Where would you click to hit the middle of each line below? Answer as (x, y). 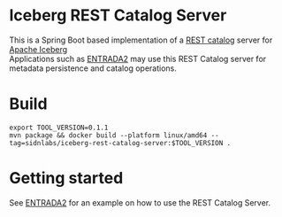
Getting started (66, 178)
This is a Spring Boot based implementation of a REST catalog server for (141, 40)
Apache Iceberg (38, 49)
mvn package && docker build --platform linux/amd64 (108, 135)
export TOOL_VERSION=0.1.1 (59, 128)
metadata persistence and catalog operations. (93, 68)
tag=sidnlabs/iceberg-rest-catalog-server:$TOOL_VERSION (116, 143)
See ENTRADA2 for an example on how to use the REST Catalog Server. (140, 202)
